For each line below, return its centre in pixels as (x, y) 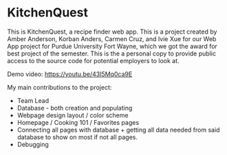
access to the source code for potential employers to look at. (94, 60)
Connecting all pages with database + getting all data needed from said (118, 130)
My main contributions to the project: (60, 87)
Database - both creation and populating (75, 108)
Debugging (33, 144)
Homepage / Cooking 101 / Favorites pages (78, 122)
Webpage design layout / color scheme (73, 115)
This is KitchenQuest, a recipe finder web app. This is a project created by (112, 32)
